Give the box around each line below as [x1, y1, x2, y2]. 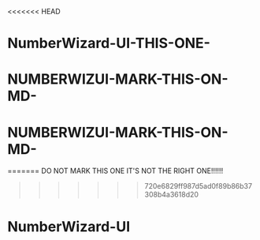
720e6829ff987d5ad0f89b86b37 [144, 182, 253, 191]
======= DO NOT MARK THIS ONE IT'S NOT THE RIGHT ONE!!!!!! [7, 166, 224, 176]
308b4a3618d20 [144, 189, 199, 200]
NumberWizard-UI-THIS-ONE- [7, 35, 210, 52]
